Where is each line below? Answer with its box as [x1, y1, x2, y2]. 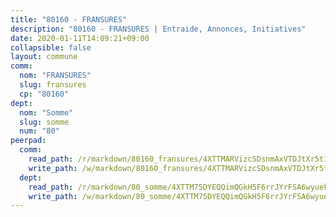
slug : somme [19, 117, 70, 127]
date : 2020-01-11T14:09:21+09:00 [10, 33, 150, 43]
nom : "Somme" [19, 107, 74, 118]
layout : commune [10, 52, 78, 62]
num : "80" [19, 126, 60, 136]
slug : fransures [19, 80, 87, 90]
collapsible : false [10, 42, 92, 53]
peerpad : [10, 136, 47, 146]
